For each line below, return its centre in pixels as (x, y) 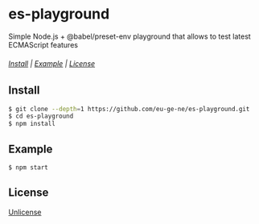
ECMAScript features (43, 44)
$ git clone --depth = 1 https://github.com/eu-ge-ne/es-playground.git (129, 109)
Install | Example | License (52, 63)
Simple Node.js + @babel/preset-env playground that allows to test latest (129, 36)
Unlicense (25, 212)
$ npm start (28, 168)
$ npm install (32, 124)
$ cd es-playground (41, 116)
